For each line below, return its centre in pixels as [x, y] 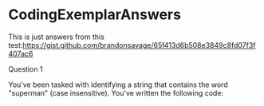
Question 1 [26, 69]
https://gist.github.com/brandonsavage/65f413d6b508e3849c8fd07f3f [139, 45]
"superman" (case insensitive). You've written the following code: [116, 92]
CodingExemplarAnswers [95, 15]
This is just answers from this [57, 37]
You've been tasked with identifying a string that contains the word [118, 84]
